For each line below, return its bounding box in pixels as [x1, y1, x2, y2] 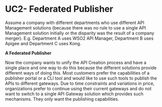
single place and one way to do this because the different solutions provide [5, 65, 157, 71]
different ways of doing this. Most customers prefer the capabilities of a [5, 70, 150, 76]
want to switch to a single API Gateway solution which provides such [5, 91, 143, 97]
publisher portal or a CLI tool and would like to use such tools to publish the [5, 75, 157, 81]
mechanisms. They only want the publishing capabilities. [5, 96, 119, 102]
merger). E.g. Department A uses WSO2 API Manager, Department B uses [5, 35, 154, 41]
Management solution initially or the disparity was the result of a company [5, 30, 155, 36]
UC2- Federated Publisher [5, 3, 114, 15]
